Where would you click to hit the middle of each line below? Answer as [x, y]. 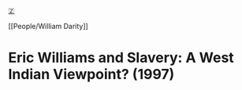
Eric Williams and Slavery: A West [121, 58]
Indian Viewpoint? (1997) [91, 75]
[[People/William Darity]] [48, 26]
